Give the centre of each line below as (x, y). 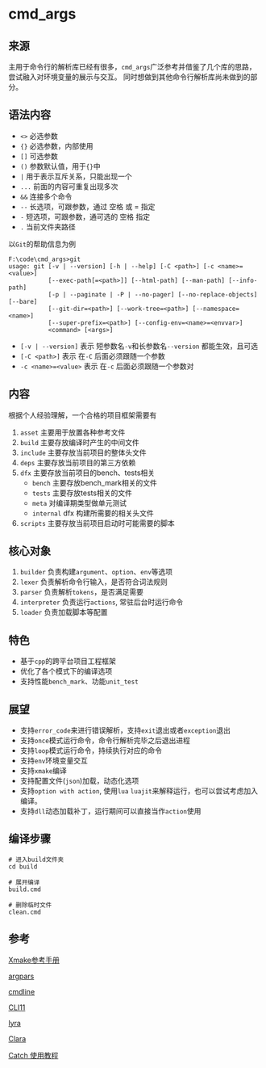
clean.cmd (25, 912)
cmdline (22, 991)
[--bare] (23, 301)
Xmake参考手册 (34, 960)
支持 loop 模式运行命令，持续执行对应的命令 (91, 751)
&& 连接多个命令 (46, 196)
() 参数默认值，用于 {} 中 (60, 166)
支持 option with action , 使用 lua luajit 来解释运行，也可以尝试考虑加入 (139, 791)
